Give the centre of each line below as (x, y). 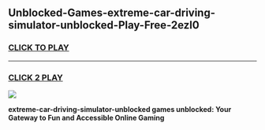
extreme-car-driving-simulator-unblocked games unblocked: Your (120, 109)
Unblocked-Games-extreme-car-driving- (112, 13)
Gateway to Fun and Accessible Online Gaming (86, 117)
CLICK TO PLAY (39, 48)
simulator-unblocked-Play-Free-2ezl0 (104, 26)
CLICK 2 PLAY (35, 77)
